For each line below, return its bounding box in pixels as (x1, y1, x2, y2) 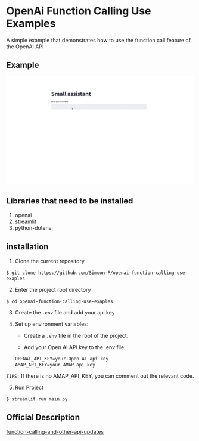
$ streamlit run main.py (6, 396, 68, 402)
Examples (6, 17, 56, 30)
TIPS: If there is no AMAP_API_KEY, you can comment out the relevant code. (6, 372, 194, 380)
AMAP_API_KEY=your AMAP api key (14, 362, 95, 368)
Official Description (6, 412, 80, 423)
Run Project (14, 384, 43, 391)
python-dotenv (14, 224, 52, 232)
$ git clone (6, 270, 36, 276)
